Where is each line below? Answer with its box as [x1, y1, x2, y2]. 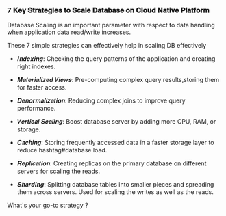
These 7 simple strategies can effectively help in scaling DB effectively [7, 42, 207, 50]
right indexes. [16, 62, 56, 70]
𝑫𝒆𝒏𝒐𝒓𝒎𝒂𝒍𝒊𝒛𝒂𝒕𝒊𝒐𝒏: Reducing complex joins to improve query [16, 96, 186, 105]
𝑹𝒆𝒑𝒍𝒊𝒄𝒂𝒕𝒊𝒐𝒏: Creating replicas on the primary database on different [16, 159, 207, 167]
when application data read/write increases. [7, 28, 131, 36]
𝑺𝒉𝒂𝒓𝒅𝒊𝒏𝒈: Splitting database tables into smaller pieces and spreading [16, 180, 214, 189]
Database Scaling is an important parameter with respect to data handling [7, 21, 215, 29]
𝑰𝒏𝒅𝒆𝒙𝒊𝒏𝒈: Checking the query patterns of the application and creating [16, 55, 216, 63]
